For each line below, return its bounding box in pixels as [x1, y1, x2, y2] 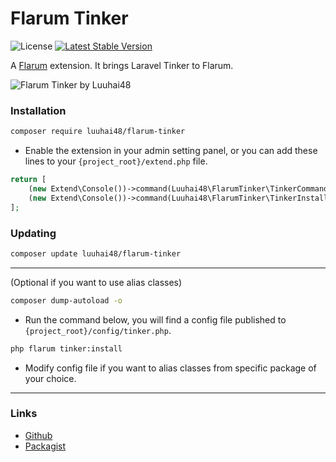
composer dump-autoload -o [10, 295, 123, 306]
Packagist [24, 440, 67, 452]
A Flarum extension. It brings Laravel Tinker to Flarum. [10, 59, 234, 71]
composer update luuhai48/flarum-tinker [10, 248, 182, 259]
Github [24, 429, 53, 441]
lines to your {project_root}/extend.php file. [24, 155, 208, 167]
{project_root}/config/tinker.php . [24, 324, 172, 336]
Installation [10, 103, 67, 117]
